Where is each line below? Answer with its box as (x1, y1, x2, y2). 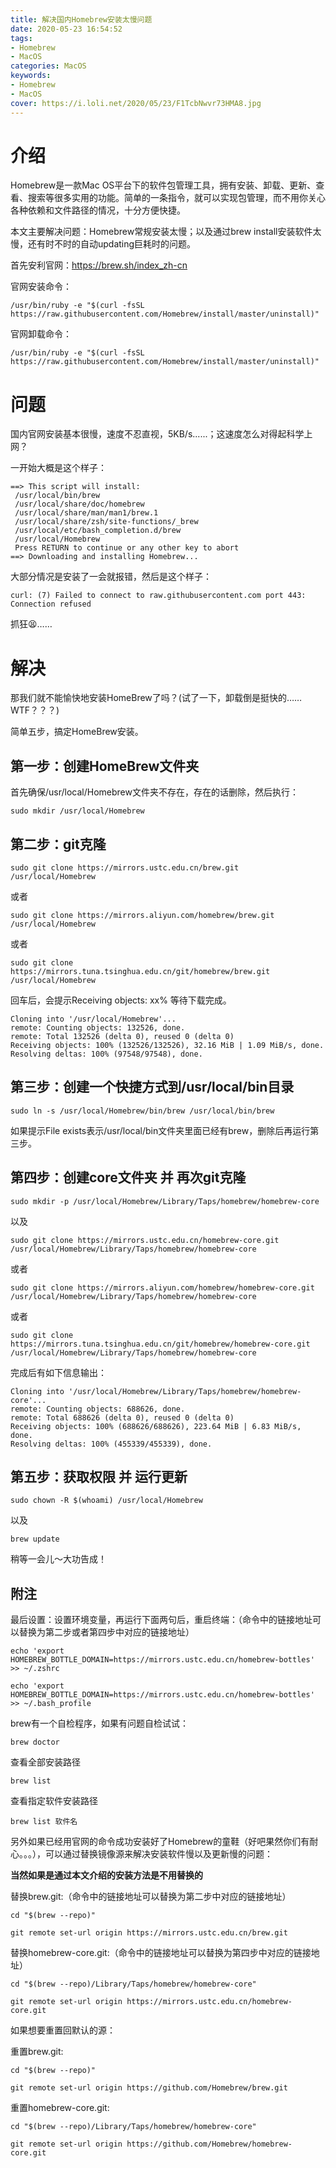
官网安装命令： (10, 281, 72, 293)
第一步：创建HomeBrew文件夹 (10, 757, 200, 775)
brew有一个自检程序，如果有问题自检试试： (10, 1717, 189, 1730)
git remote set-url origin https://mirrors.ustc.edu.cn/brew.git (10, 1928, 288, 1938)
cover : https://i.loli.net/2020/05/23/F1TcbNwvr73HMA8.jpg (10, 98, 262, 108)
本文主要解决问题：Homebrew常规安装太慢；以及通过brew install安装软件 (10, 226, 313, 238)
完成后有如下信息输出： (10, 1366, 107, 1378)
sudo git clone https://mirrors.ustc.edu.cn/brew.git (10, 862, 240, 873)
